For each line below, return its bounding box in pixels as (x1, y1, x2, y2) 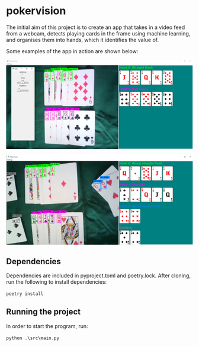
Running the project (6, 307, 81, 317)
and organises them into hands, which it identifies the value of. (6, 36, 159, 43)
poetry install (6, 291, 44, 297)
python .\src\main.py (6, 335, 60, 341)
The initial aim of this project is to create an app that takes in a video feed (6, 24, 185, 31)
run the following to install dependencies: (6, 278, 107, 286)
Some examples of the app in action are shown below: (6, 47, 139, 54)
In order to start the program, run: (6, 322, 88, 329)
